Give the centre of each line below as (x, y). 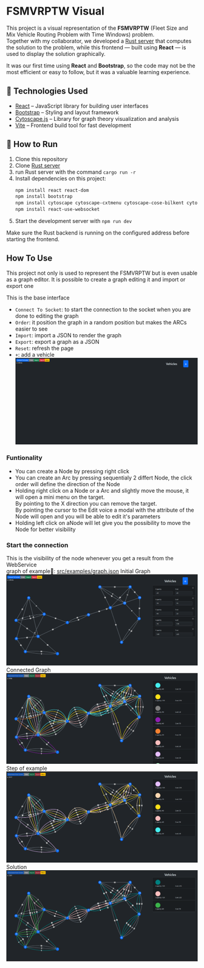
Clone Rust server (38, 165)
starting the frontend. (33, 239)
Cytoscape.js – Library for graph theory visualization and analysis (97, 118)
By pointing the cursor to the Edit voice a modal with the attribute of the (104, 510)
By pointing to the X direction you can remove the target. (86, 503)
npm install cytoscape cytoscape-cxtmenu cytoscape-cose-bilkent (99, 203)
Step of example (27, 768)
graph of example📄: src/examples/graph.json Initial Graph (78, 571)
